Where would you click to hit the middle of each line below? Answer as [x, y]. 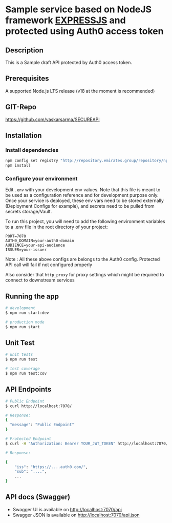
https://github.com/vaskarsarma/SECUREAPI [52, 119]
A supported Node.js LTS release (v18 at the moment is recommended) [80, 91]
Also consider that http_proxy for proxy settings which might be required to [85, 275]
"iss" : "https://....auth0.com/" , [51, 467]
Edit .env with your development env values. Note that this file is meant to [83, 190]
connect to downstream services [40, 280]
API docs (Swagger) [38, 497]
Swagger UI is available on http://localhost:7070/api [67, 509]
